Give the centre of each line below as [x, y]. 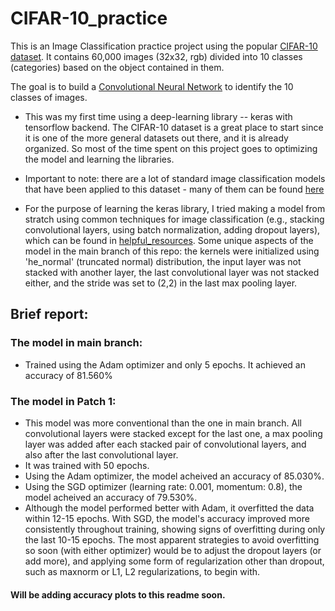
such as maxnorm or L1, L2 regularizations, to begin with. [142, 571]
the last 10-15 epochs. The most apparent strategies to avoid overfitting [172, 539]
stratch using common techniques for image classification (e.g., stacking [174, 219]
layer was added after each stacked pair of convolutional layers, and [165, 444]
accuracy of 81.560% [68, 375]
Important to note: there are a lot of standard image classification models [175, 178]
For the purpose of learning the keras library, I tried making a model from [175, 208]
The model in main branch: [76, 343]
